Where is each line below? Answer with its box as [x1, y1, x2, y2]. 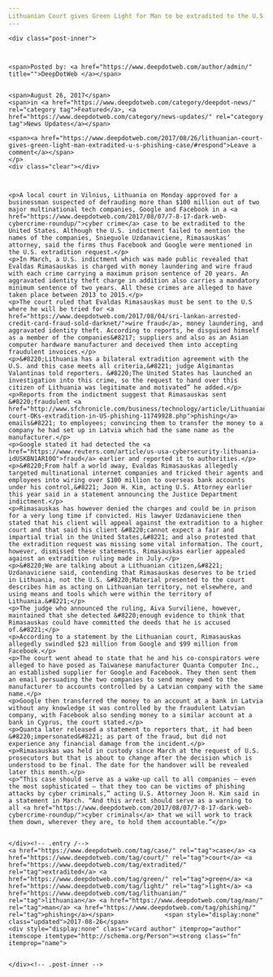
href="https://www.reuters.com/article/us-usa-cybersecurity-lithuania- [8, 447, 260, 456]
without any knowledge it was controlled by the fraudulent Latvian [8, 703, 245, 712]
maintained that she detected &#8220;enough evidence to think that [8, 611, 245, 620]
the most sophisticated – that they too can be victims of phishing [8, 782, 245, 791]
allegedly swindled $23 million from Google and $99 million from [8, 640, 238, 648]
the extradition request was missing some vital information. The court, [8, 540, 264, 548]
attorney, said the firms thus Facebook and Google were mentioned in [8, 241, 253, 249]
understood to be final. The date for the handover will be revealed [8, 760, 249, 769]
